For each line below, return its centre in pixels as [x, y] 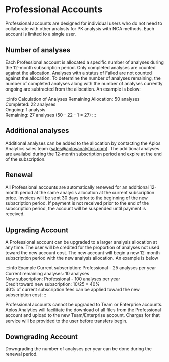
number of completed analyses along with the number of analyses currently [84, 83]
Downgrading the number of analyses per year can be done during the [79, 349]
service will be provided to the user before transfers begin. [66, 321]
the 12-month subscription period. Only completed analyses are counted [80, 67]
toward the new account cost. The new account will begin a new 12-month [83, 253]
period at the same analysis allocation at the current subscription [87, 193]
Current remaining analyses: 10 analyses [47, 274]
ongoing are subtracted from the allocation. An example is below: [73, 89]
